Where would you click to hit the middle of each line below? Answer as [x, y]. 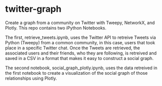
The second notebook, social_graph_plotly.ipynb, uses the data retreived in [81, 68]
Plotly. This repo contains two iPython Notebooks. [56, 28]
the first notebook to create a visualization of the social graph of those [76, 73]
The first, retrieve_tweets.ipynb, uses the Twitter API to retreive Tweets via [81, 37]
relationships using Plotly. [31, 78]
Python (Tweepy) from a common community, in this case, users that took [80, 42]
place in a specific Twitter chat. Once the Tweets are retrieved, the [73, 48]
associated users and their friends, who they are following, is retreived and [81, 53]
